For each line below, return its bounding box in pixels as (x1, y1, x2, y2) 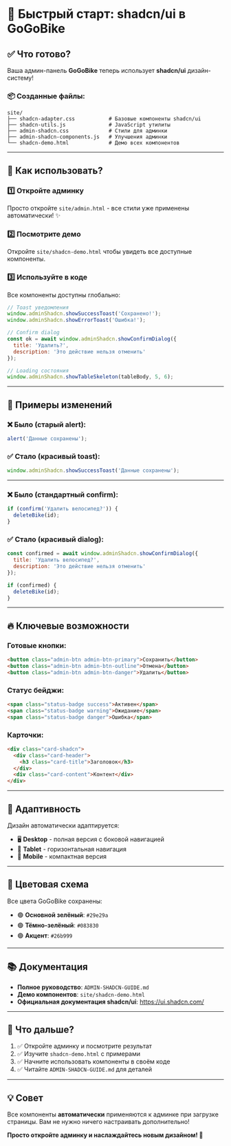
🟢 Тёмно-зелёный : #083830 (16, 921, 99, 929)
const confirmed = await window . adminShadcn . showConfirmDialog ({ (7, 550, 198, 557)
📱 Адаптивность (7, 803, 81, 814)
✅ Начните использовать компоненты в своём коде (16, 1057, 170, 1066)
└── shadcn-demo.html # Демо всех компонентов (7, 140, 180, 147)
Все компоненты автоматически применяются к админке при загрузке (7, 1110, 219, 1118)
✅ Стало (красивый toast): (7, 451, 100, 461)
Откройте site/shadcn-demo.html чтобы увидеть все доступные (7, 248, 192, 256)
